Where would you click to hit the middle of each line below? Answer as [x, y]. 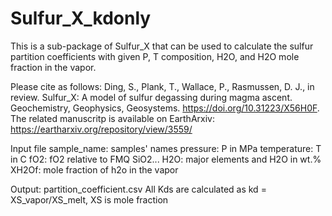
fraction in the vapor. [53, 67]
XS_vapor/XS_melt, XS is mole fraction [89, 199]
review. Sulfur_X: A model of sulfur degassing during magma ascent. [151, 97]
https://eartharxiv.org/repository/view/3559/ [101, 129]
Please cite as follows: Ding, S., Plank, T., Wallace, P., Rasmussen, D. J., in [162, 86]
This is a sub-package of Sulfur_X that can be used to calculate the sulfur [162, 46]
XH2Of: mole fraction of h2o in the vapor [94, 169]
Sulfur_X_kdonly [81, 18]
